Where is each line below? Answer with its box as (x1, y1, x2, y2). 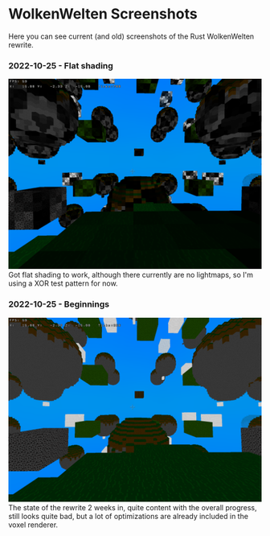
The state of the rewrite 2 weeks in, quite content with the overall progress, (8, 502, 257, 512)
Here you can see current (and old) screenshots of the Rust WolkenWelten (8, 31, 255, 41)
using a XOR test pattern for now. (8, 278, 118, 288)
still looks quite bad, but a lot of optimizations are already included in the (8, 511, 249, 521)
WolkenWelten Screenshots (8, 5, 198, 23)
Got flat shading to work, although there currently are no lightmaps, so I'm (8, 270, 253, 280)
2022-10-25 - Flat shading (8, 60, 114, 71)
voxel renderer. (8, 520, 59, 530)
